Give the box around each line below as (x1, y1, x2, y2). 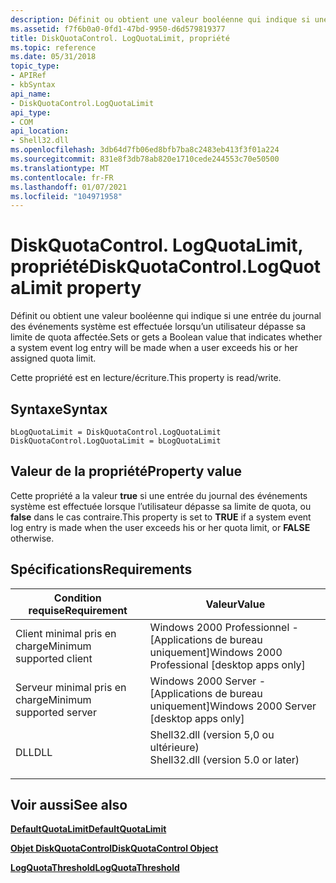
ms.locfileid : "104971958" (10, 191, 123, 201)
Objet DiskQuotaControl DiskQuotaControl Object (10, 842, 219, 855)
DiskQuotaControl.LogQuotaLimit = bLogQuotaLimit (10, 436, 222, 446)
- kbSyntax (10, 80, 56, 90)
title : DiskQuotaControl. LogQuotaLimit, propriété (10, 33, 230, 43)
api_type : (10, 107, 52, 118)
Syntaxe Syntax (10, 401, 108, 418)
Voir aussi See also (10, 797, 128, 814)
